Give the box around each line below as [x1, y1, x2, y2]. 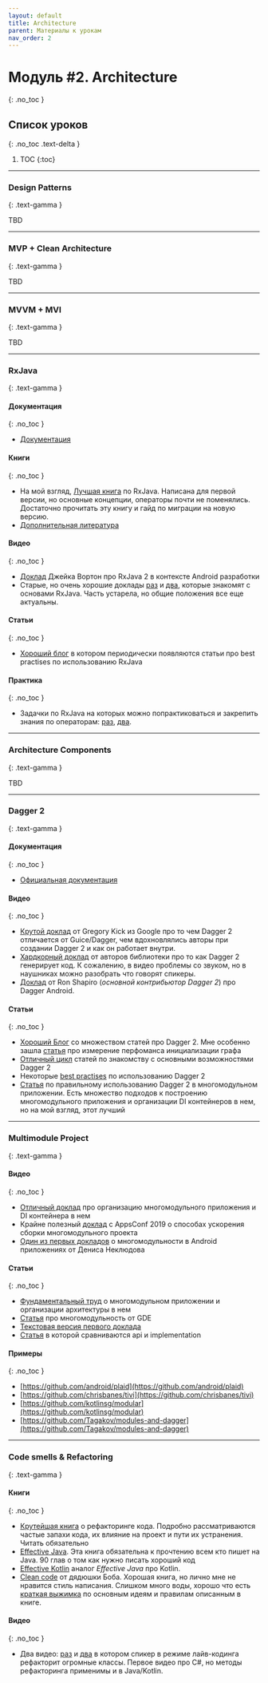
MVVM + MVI [8, 304, 62, 315]
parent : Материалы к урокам [8, 26, 102, 34]
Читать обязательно [19, 1538, 89, 1547]
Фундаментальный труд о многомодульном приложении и [19, 1297, 221, 1306]
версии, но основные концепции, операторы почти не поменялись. [19, 494, 250, 504]
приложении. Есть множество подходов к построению [19, 1088, 208, 1098]
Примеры [8, 1348, 42, 1358]
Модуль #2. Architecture [8, 69, 178, 86]
